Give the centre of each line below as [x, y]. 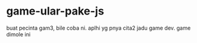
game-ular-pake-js [55, 11]
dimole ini [19, 34]
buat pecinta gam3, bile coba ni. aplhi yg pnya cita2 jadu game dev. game [98, 28]
